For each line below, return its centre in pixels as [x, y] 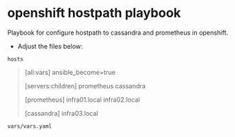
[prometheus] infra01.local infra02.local [82, 100]
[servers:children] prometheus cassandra [85, 85]
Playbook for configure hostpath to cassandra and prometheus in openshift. [118, 32]
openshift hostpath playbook [94, 13]
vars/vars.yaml [30, 126]
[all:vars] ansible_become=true [70, 72]
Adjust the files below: [50, 46]
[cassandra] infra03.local [61, 113]
